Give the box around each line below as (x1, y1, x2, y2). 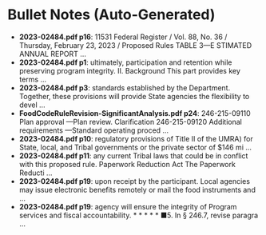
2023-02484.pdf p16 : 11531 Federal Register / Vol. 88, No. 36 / (18, 32, 228, 42)
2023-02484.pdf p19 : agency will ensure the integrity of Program (18, 201, 237, 211)
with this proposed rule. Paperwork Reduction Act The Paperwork (18, 159, 236, 169)
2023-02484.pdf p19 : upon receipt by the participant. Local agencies (18, 176, 251, 185)
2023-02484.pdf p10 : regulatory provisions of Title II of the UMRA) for (18, 133, 253, 143)
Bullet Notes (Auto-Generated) (7, 6, 216, 24)
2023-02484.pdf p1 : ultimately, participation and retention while (18, 58, 232, 67)
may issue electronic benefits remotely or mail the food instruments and (18, 185, 256, 194)
